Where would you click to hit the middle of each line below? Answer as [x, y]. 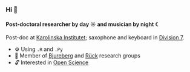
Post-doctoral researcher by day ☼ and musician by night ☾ [83, 24]
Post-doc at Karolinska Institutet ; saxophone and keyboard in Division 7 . [95, 38]
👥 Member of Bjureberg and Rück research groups [77, 56]
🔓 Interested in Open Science [51, 62]
